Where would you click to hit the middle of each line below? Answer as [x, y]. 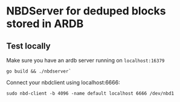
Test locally [28, 46]
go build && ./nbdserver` [39, 71]
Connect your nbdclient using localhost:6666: [63, 82]
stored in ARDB [45, 24]
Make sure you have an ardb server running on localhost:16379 [85, 60]
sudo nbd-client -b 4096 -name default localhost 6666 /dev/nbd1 [90, 94]
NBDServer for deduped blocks [86, 11]
